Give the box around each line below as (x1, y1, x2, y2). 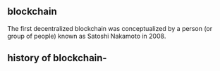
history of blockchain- (7, 52, 107, 64)
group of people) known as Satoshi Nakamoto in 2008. (7, 32, 166, 40)
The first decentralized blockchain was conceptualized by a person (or (7, 24, 213, 32)
